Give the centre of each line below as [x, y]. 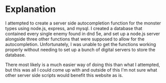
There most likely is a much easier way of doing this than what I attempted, [83, 64]
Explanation [31, 9]
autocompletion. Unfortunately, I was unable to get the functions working [81, 44]
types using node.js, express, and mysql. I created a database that [74, 28]
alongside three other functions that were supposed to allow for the [75, 39]
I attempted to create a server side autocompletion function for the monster [83, 23]
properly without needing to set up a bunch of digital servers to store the [80, 49]
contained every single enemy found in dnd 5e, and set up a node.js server [83, 33]
